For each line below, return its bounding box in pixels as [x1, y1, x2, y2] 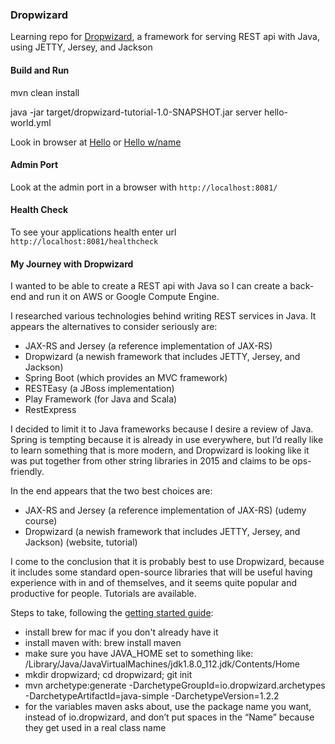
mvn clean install [10, 86, 80, 98]
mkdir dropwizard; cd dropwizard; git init [24, 669, 193, 681]
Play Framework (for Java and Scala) [24, 393, 178, 405]
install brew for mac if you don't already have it [24, 626, 219, 638]
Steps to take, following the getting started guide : [10, 607, 214, 619]
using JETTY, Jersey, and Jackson [10, 41, 153, 53]
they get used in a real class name [24, 722, 167, 734]
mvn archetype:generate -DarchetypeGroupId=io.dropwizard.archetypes [24, 679, 326, 692]
